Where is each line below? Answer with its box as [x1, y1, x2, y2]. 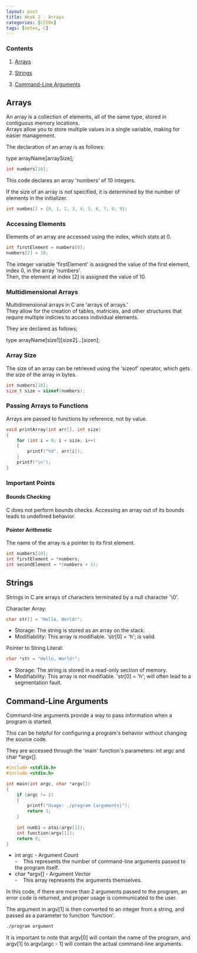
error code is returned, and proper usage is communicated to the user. [6, 894, 178, 901]
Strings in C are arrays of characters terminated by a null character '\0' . [6, 593, 179, 600]
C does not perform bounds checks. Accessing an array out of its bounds [6, 506, 185, 513]
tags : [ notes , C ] [6, 25, 49, 31]
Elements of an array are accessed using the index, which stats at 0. [6, 233, 172, 240]
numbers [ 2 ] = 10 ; [6, 250, 49, 256]
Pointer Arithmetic [6, 526, 52, 533]
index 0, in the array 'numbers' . [6, 267, 82, 274]
